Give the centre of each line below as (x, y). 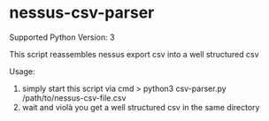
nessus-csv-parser (82, 13)
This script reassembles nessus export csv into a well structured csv (134, 54)
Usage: (22, 71)
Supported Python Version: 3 (62, 37)
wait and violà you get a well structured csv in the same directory (141, 107)
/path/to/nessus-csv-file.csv (74, 98)
